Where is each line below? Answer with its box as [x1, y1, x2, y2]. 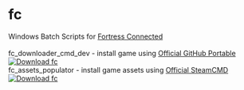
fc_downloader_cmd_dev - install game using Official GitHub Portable [8, 48, 237, 58]
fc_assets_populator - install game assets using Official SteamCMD [8, 65, 229, 74]
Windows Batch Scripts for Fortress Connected [8, 32, 163, 41]
